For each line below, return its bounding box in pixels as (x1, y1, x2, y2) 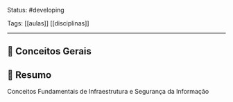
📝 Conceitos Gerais (7, 45, 92, 57)
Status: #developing (7, 6, 64, 14)
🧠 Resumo (7, 69, 52, 81)
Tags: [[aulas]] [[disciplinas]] (7, 19, 89, 27)
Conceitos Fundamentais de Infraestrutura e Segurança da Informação (7, 88, 209, 96)
